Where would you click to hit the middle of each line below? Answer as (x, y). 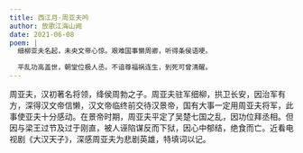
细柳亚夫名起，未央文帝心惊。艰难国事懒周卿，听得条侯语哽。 (115, 51)
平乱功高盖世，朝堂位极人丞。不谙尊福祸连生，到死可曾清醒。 (115, 67)
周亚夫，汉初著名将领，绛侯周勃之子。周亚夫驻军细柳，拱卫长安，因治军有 (147, 94)
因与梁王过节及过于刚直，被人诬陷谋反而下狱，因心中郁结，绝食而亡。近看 (147, 128)
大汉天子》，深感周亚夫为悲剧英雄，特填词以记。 (122, 139)
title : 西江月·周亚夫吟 (49, 18)
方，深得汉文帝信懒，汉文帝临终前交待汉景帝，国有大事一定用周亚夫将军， (147, 105)
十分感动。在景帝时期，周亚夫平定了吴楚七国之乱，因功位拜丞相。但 (167, 117)
